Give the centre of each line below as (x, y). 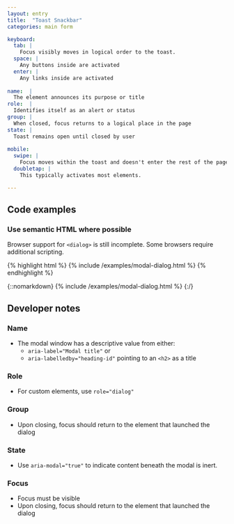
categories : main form (40, 26)
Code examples (42, 210)
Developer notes (44, 308)
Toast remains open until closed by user (75, 137)
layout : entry (28, 14)
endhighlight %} (30, 273)
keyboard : (22, 39)
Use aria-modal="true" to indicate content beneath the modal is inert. (117, 465)
